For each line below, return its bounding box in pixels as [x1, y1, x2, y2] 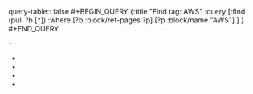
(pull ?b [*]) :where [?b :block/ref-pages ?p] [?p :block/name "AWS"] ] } [8, 15, 245, 25]
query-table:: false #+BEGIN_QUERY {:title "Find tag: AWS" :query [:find [8, 7, 246, 16]
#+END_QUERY [8, 24, 59, 33]
